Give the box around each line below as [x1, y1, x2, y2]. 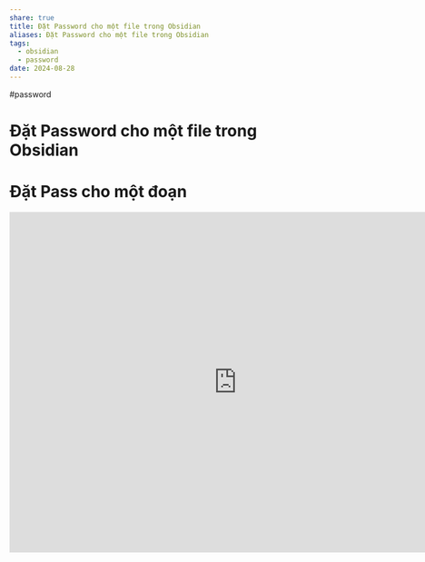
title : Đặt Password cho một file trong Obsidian [9, 22, 202, 31]
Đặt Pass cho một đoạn [9, 182, 188, 202]
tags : [9, 38, 30, 48]
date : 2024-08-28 [9, 64, 75, 74]
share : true [9, 13, 54, 23]
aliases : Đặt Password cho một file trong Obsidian [9, 30, 209, 39]
